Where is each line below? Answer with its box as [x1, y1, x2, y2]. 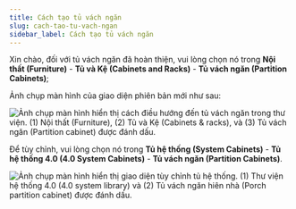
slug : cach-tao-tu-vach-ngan [9, 21, 118, 30]
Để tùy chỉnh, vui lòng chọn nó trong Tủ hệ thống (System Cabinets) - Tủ [9, 144, 282, 155]
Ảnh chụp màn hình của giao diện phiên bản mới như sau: [9, 90, 222, 101]
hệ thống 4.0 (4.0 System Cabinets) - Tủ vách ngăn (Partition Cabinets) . [9, 154, 283, 164]
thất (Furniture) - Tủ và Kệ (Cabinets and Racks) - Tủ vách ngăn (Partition [9, 63, 288, 74]
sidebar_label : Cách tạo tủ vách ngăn [9, 29, 154, 38]
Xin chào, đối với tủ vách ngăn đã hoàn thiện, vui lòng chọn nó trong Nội [9, 54, 276, 65]
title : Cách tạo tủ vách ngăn [9, 13, 123, 22]
